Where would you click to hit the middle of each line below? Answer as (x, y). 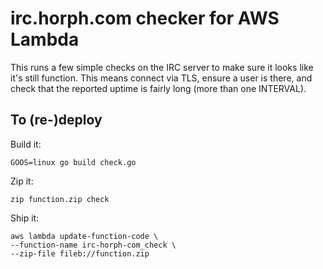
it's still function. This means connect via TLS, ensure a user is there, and (161, 78)
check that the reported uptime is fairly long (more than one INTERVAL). (158, 88)
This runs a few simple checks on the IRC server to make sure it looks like (162, 67)
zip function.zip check (60, 199)
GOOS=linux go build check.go (73, 162)
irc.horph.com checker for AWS (145, 18)
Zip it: (22, 181)
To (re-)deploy (56, 120)
